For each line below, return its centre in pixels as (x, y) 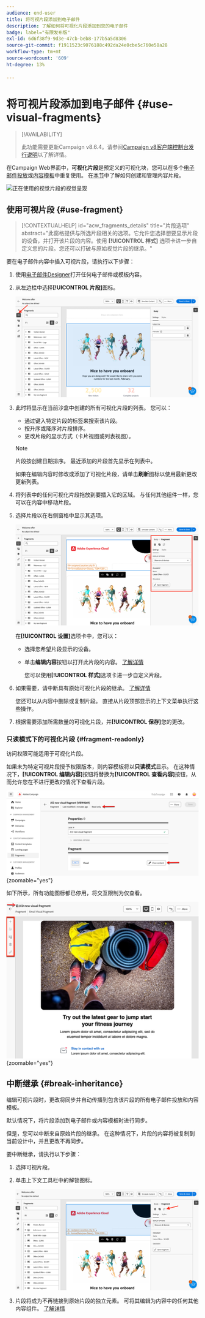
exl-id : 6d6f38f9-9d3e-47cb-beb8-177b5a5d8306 (67, 39)
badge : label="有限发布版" (38, 32)
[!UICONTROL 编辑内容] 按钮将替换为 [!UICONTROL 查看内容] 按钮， (106, 775)
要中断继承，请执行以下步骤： (44, 1154)
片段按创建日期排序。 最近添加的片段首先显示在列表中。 (85, 461)
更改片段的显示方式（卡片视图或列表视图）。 (79, 436)
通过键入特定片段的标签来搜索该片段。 (72, 420)
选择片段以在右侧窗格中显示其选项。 (61, 515)
